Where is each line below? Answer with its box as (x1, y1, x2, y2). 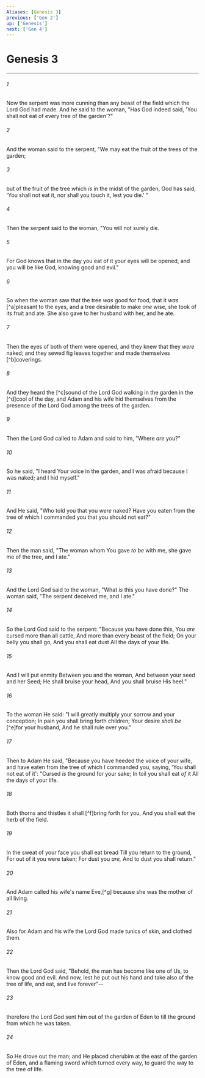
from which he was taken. (6, 1019, 71, 1027)
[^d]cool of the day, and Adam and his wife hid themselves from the (6, 395, 177, 403)
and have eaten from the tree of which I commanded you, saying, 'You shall (6, 763, 196, 771)
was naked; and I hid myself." (6, 474, 81, 481)
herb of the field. (6, 816, 49, 823)
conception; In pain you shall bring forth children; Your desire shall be (6, 717, 182, 725)
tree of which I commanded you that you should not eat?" (6, 513, 151, 521)
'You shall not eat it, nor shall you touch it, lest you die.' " (6, 191, 149, 199)
